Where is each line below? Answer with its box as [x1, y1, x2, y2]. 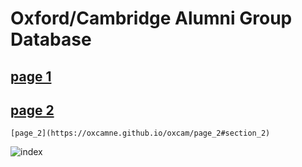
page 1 [10, 68, 52, 85]
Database [10, 28, 92, 51]
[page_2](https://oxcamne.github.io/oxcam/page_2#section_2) [10, 128, 271, 139]
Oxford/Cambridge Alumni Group [10, 7, 293, 30]
